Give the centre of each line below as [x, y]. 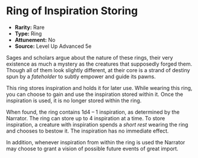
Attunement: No [35, 40]
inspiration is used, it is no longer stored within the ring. [74, 100]
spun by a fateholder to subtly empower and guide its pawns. [81, 76]
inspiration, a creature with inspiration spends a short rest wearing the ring [97, 124]
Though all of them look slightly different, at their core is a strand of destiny [98, 70]
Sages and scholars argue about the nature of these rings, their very [90, 57]
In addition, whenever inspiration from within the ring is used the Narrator [96, 142]
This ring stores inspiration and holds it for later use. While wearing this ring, [99, 88]
